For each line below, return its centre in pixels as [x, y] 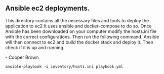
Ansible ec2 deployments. [48, 8]
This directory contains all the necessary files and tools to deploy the [77, 20]
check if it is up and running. [35, 47]
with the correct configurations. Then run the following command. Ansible [82, 36]
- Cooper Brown [22, 57]
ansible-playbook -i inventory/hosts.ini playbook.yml [64, 66]
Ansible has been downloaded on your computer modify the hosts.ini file [81, 31]
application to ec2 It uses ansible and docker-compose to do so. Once [78, 26]
